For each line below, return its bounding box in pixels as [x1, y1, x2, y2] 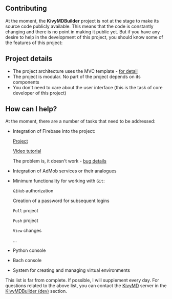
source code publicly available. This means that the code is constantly [5, 23, 154, 29]
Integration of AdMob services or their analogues [12, 168, 117, 174]
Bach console [12, 257, 42, 264]
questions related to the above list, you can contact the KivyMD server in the [5, 283, 167, 289]
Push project [12, 217, 38, 224]
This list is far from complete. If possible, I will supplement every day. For [5, 277, 160, 284]
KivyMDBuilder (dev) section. [5, 288, 68, 294]
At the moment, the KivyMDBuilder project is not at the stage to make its [5, 17, 159, 24]
